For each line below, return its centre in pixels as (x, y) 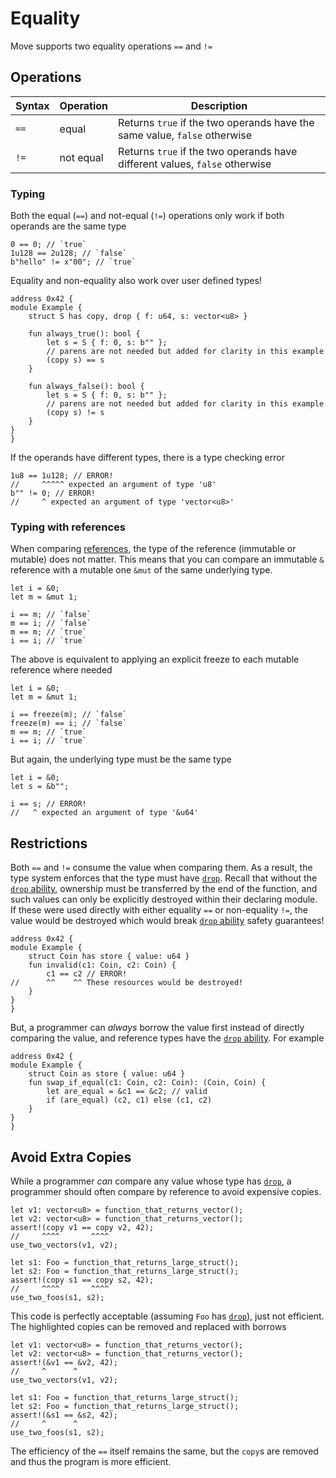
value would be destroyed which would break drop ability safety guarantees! (167, 921)
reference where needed (61, 670)
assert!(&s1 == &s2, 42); (64, 1415)
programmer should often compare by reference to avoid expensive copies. (166, 1191)
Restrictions (49, 843)
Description (219, 105)
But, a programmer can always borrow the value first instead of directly (157, 1028)
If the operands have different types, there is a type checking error (147, 458)
